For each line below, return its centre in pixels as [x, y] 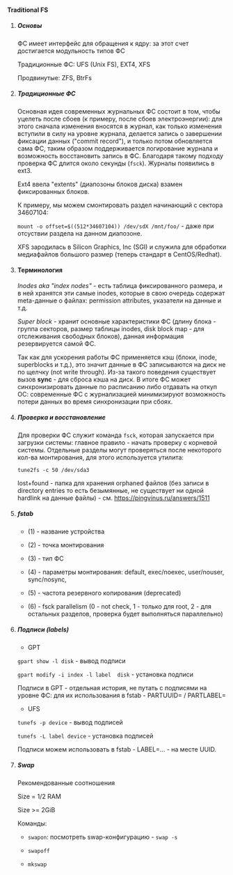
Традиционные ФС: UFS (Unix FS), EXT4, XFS [84, 64]
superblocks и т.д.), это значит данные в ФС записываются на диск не [121, 364]
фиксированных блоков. [53, 191]
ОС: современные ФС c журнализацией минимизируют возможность [121, 394]
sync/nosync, [47, 579]
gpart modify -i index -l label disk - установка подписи [105, 674]
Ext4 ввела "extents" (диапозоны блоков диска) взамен [100, 184]
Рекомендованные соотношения [66, 783]
